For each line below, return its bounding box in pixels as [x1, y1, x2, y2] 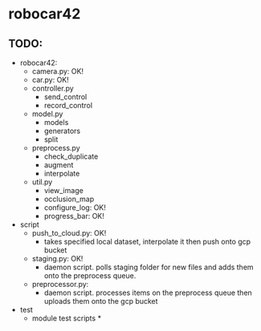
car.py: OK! [31, 75, 70, 84]
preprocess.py [31, 143, 80, 152]
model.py [31, 109, 63, 119]
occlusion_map [43, 194, 95, 204]
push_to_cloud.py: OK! [31, 228, 107, 237]
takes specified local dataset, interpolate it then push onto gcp [43, 237, 251, 246]
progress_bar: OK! [43, 212, 104, 220]
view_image [43, 186, 84, 195]
